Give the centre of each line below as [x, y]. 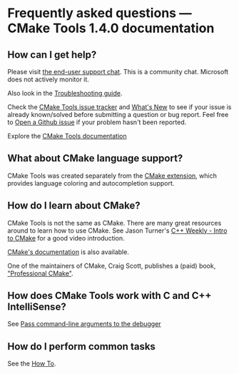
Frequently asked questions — [100, 13]
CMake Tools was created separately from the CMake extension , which [112, 176]
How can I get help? [52, 55]
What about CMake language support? [95, 158]
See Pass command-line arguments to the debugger [85, 324]
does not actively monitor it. [48, 79]
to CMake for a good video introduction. [66, 238]
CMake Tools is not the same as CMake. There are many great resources [115, 223]
